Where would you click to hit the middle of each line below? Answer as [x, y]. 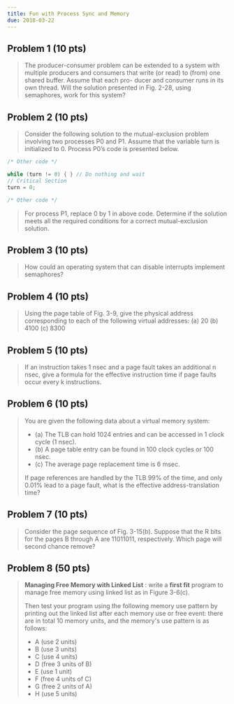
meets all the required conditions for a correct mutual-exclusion [116, 220]
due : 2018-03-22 [31, 20]
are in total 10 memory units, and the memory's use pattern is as [117, 621]
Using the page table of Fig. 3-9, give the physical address [109, 314]
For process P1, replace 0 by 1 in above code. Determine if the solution [126, 213]
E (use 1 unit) [53, 672]
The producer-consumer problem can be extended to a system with [122, 65]
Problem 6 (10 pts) [48, 404]
